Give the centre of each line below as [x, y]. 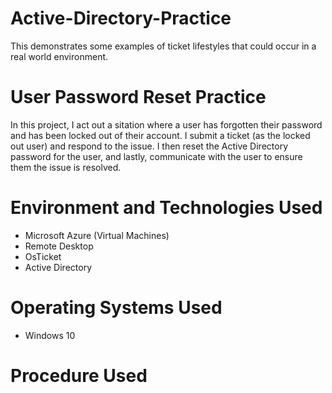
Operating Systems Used [116, 308]
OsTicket [43, 256]
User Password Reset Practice [138, 97]
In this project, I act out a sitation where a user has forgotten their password [166, 124]
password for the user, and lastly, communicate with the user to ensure [156, 156]
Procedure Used [79, 375]
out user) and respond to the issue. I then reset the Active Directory [149, 146]
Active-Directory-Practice [121, 18]
